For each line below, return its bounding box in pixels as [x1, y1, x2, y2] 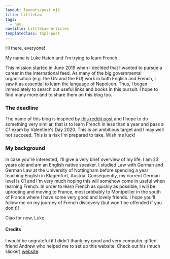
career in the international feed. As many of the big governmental [5, 70, 142, 76]
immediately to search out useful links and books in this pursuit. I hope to [5, 86, 158, 92]
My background [5, 145, 46, 152]
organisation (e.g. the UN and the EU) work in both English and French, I [5, 76, 156, 81]
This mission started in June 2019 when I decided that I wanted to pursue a [5, 64, 162, 71]
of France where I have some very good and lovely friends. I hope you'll [5, 194, 156, 200]
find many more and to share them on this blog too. [5, 92, 113, 98]
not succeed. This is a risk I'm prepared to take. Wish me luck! [5, 132, 135, 138]
